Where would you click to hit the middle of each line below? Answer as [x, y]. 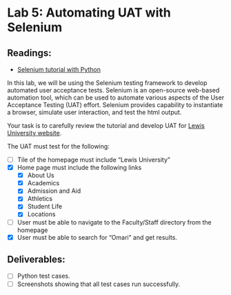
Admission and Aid [54, 191]
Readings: [29, 53]
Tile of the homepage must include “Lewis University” [93, 160]
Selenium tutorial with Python [59, 69]
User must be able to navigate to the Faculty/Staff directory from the [114, 222]
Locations [41, 214]
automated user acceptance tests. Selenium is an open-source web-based [113, 90]
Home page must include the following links [79, 168]
